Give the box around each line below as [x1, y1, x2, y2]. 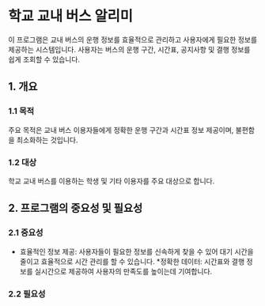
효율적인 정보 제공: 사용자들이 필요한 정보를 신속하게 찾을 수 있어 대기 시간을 [19, 247, 255, 256]
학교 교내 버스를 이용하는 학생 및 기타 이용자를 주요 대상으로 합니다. [8, 176, 215, 186]
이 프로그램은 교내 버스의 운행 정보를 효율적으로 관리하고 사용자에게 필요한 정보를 [8, 35, 258, 44]
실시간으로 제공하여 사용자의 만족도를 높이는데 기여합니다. [34, 266, 213, 276]
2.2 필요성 [8, 288, 46, 299]
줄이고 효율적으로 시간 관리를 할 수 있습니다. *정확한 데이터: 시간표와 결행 [19, 256, 245, 266]
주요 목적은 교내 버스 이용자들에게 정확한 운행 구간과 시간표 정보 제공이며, [8, 125, 234, 134]
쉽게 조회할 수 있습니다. [8, 55, 81, 64]
